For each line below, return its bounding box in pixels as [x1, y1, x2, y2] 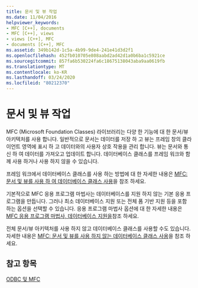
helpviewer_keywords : [6, 20, 60, 25]
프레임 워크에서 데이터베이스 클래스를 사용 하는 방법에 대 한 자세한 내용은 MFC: [6, 170, 188, 177]
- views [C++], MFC [6, 36, 54, 42]
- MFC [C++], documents [6, 25, 65, 31]
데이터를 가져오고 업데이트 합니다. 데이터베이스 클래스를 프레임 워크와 [24, 150, 184, 157]
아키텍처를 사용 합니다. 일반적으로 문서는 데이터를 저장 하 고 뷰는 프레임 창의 [6, 135, 181, 143]
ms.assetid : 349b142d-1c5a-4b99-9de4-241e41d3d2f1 [6, 47, 134, 53]
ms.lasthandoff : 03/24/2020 [6, 75, 76, 80]
